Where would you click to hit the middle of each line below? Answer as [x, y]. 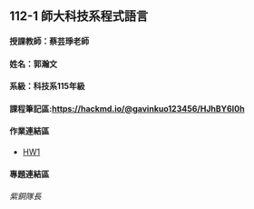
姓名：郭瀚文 [33, 64]
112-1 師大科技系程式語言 [79, 16]
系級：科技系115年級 [47, 86]
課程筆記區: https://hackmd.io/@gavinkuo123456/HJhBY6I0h [127, 108]
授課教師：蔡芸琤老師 [49, 41]
